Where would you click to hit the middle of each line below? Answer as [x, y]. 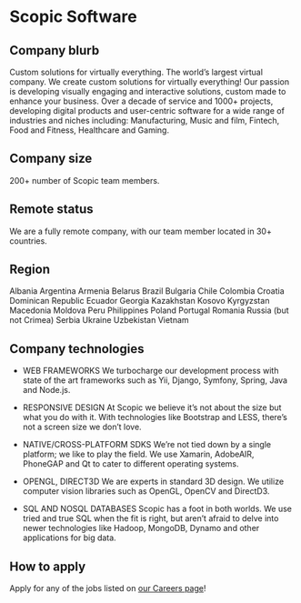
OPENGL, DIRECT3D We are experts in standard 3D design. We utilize [153, 482]
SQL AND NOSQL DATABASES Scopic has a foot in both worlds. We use [157, 509]
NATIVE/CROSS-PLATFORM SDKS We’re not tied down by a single [146, 445]
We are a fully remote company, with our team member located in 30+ [141, 231]
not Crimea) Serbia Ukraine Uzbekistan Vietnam [99, 320]
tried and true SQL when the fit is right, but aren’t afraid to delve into [150, 518]
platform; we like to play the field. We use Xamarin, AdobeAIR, [138, 454]
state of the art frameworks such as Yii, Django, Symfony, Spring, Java [155, 380]
